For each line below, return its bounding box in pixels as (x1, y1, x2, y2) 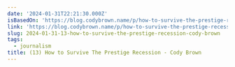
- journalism (13, 43, 52, 50)
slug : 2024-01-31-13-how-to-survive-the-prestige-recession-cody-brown (7, 29, 220, 37)
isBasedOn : (7, 17, 39, 24)
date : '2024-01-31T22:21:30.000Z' (7, 10, 108, 17)
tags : (7, 36, 23, 43)
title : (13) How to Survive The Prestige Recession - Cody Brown (7, 50, 201, 57)
